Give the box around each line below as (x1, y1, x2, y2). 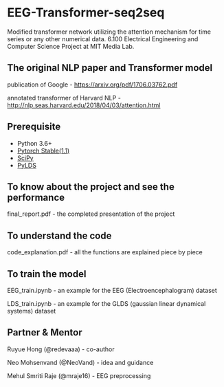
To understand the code (7, 230, 112, 241)
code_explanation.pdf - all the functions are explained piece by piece (7, 248, 203, 256)
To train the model (7, 268, 87, 280)
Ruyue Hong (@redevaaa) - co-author (7, 345, 115, 353)
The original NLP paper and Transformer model (7, 62, 213, 74)
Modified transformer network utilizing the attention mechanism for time (7, 27, 212, 36)
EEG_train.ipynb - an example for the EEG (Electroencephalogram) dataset (7, 287, 218, 294)
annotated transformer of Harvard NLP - (7, 93, 122, 102)
